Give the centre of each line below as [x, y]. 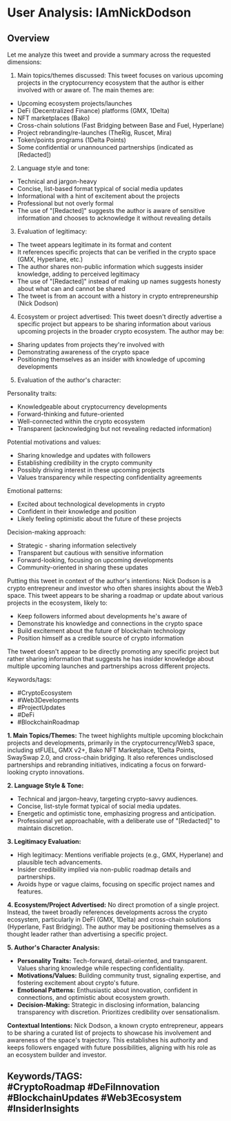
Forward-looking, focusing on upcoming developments [95, 560]
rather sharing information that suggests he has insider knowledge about [111, 659]
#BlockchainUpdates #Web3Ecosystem [94, 1098]
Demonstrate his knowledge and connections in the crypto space [110, 623]
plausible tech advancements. [60, 862]
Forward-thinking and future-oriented [70, 414]
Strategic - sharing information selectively [77, 545]
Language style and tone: [53, 168]
